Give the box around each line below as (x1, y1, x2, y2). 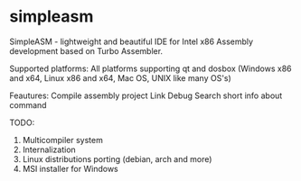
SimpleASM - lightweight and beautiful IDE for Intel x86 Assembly (9, 36, 254, 47)
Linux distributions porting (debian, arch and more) (22, 153, 212, 164)
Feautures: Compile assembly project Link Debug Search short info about (9, 90, 283, 101)
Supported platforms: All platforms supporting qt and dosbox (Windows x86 (9, 63, 292, 74)
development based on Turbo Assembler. (9, 45, 164, 56)
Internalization (22, 144, 77, 155)
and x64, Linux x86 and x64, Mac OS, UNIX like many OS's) (9, 72, 232, 83)
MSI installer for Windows (22, 163, 119, 174)
